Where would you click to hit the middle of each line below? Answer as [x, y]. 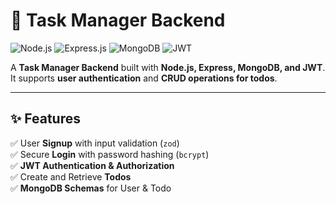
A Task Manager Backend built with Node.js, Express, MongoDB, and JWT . [168, 67]
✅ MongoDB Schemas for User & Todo [91, 188]
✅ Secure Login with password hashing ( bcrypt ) [110, 154]
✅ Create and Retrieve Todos [71, 176]
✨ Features [45, 119]
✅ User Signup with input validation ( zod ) [95, 143]
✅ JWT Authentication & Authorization [92, 165]
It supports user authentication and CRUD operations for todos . [144, 78]
